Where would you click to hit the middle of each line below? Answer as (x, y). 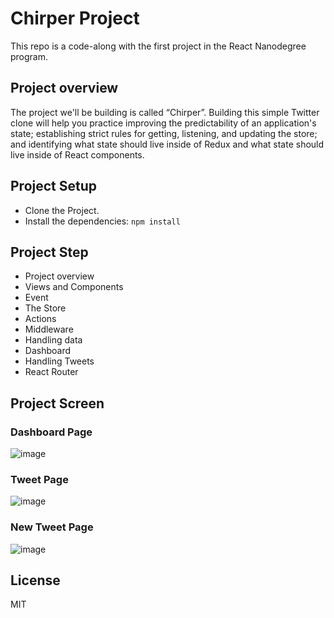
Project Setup (54, 186)
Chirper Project (75, 18)
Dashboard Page (51, 432)
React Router (51, 372)
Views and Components (74, 287)
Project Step (49, 252)
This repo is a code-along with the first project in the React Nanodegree (158, 46)
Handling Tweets (59, 361)
